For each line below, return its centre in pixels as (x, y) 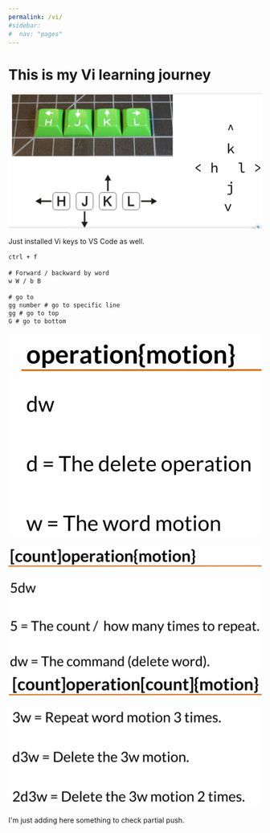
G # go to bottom (37, 321)
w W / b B (25, 281)
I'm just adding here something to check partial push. (96, 820)
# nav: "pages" (35, 34)
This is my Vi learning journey (110, 74)
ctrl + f (23, 257)
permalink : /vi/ (35, 17)
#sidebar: (25, 25)
